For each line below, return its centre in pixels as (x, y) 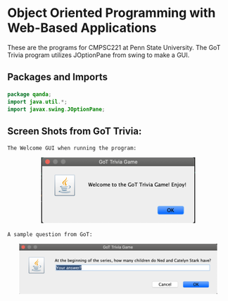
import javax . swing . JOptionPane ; (56, 109)
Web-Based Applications (82, 28)
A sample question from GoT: (50, 234)
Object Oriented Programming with (112, 13)
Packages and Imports (57, 77)
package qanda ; (30, 94)
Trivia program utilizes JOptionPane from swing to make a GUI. (99, 55)
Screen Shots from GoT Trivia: (75, 131)
